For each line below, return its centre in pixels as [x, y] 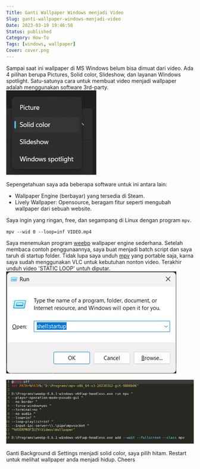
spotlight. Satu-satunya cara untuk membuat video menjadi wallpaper [91, 81]
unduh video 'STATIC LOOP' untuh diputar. [58, 268]
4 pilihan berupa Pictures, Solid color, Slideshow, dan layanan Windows [94, 74]
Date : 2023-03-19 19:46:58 [40, 25]
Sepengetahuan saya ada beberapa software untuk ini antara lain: [87, 184]
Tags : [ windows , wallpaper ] [41, 44]
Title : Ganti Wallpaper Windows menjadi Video [65, 13]
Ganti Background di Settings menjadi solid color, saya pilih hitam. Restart [96, 453]
